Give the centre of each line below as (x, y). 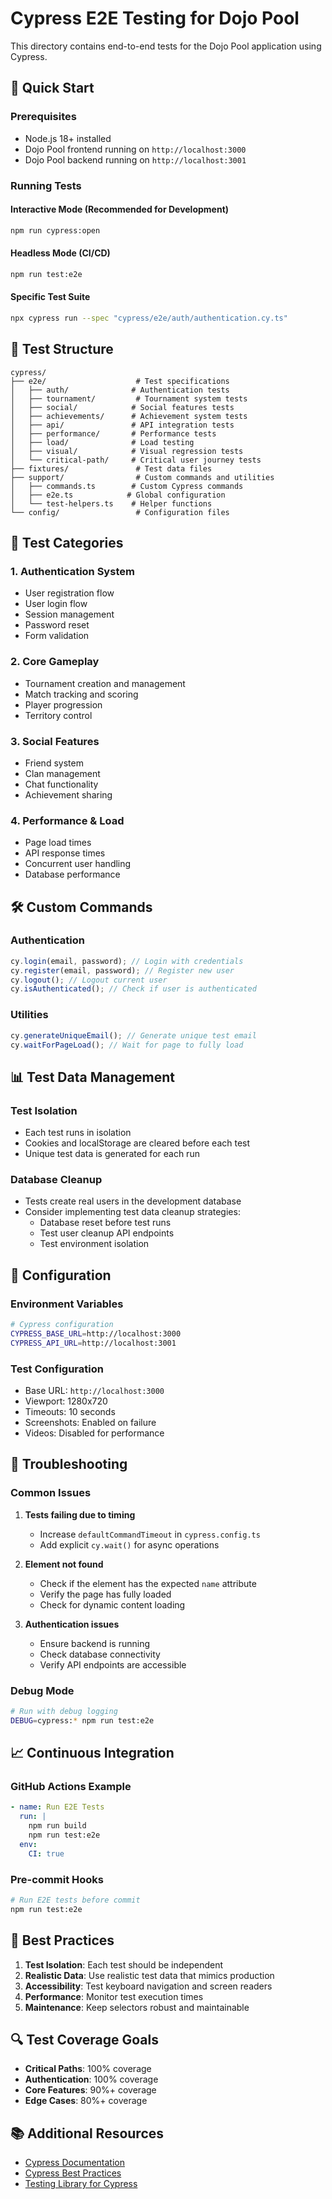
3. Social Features (55, 741)
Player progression (63, 704)
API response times (65, 853)
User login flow (56, 604)
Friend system (54, 763)
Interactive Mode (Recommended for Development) (120, 209)
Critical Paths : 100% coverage (88, 2069)
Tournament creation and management (105, 683)
